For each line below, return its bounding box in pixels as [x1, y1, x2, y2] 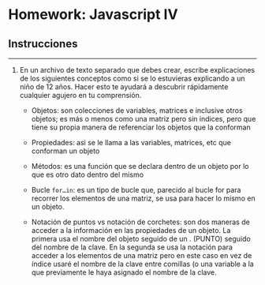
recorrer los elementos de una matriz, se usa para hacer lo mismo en [31, 193, 256, 203]
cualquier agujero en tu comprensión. [19, 91, 142, 99]
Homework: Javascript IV [8, 6, 179, 24]
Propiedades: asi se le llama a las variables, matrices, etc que [31, 138, 231, 147]
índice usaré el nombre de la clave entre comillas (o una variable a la [31, 259, 254, 268]
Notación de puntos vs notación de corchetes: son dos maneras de [31, 217, 250, 227]
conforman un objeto [31, 146, 100, 156]
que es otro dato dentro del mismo [31, 170, 144, 179]
